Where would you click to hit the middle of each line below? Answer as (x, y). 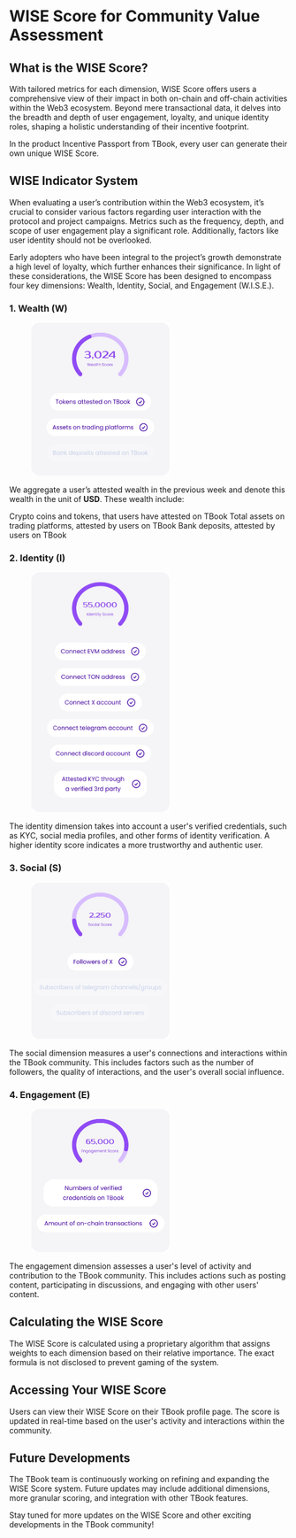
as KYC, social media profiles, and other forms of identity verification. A (140, 836)
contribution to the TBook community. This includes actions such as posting (148, 1276)
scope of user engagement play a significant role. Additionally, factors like (144, 230)
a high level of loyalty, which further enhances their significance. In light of (145, 267)
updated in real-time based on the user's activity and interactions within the (147, 1421)
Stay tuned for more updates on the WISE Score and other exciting (130, 1515)
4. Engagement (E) (50, 1094)
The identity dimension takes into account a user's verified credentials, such (148, 826)
